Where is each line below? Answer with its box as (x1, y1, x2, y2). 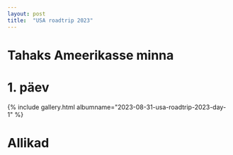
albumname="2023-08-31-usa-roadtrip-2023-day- (76, 103, 227, 111)
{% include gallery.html (7, 103, 76, 111)
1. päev (7, 79, 50, 95)
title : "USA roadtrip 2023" (7, 17, 93, 24)
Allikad (7, 135, 50, 151)
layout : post (7, 10, 46, 18)
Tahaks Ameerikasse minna (7, 47, 174, 63)
